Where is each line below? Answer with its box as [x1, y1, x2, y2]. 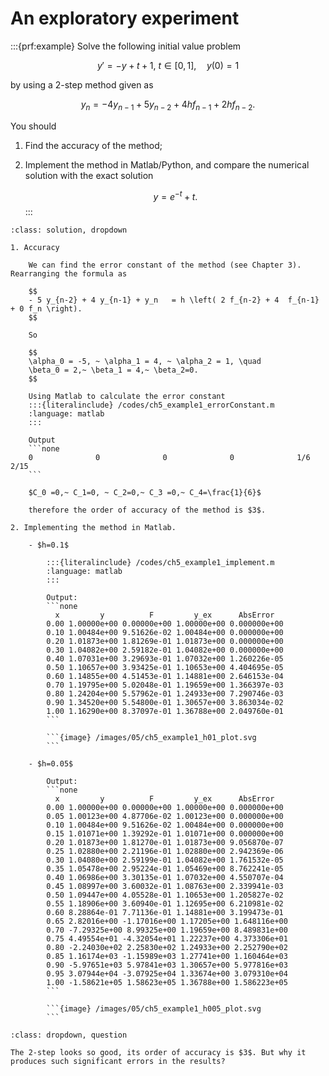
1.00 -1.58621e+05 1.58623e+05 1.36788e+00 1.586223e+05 [46, 978, 288, 988]
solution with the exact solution [24, 169, 154, 181]
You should [10, 120, 57, 132]
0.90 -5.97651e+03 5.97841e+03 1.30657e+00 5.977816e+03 [46, 960, 288, 971]
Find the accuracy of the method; [24, 139, 163, 151]
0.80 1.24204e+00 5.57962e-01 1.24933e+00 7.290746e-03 [46, 689, 284, 699]
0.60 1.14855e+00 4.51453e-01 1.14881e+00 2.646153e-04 [46, 672, 284, 682]
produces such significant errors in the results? [10, 1057, 226, 1067]
